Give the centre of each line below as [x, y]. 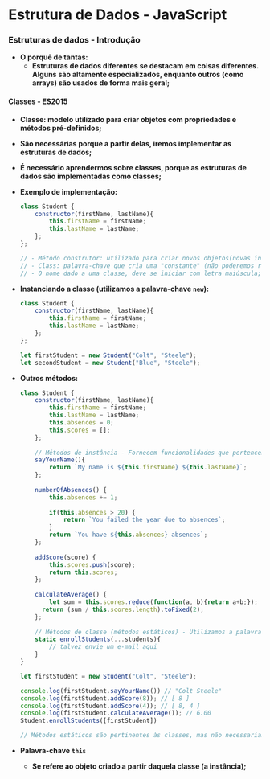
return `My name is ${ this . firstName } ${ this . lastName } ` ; [148, 468]
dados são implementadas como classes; [91, 176]
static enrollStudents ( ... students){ [98, 640]
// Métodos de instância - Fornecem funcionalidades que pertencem [150, 453]
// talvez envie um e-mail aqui [103, 647]
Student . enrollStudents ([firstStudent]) [88, 721]
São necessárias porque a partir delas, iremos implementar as [125, 143]
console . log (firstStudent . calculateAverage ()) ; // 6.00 [115, 713]
